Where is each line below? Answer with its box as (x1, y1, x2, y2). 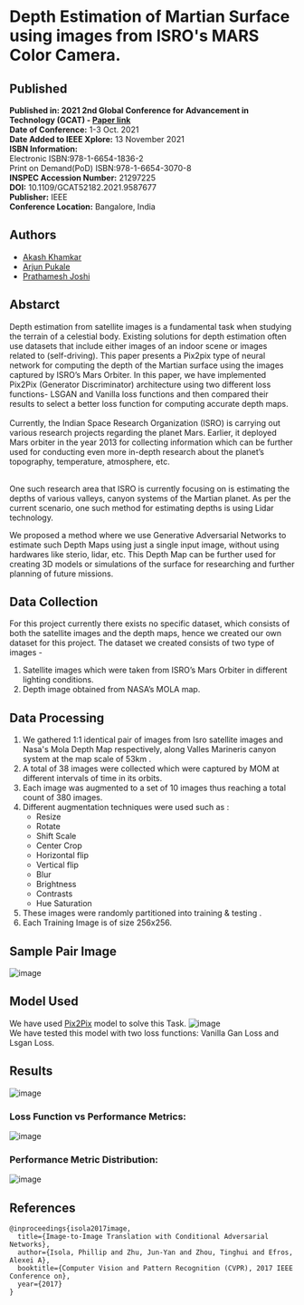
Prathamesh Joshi (22, 270, 90, 282)
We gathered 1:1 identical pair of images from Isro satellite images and (22, 734, 283, 745)
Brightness (35, 879, 77, 890)
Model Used (9, 994, 79, 1010)
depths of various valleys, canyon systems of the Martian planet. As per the (9, 492, 291, 504)
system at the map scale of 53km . (22, 754, 152, 765)
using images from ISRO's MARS (9, 25, 260, 46)
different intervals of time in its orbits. (22, 773, 163, 784)
